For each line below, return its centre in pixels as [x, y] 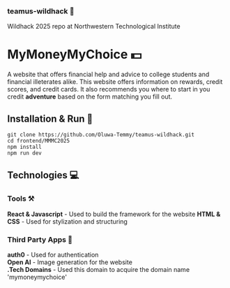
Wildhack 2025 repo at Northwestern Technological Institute [94, 27]
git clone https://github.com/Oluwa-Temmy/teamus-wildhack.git [101, 135]
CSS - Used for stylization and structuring [67, 221]
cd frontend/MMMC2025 [39, 141]
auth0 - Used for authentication [53, 255]
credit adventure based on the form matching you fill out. [90, 96]
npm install [24, 147]
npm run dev [24, 153]
